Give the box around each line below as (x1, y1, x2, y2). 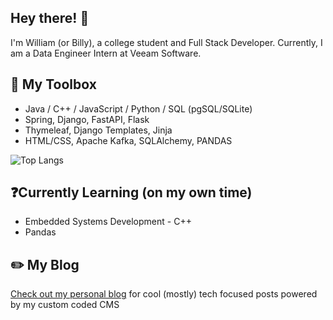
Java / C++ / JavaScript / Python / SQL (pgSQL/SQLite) (24, 102, 253, 115)
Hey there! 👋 (10, 10, 90, 27)
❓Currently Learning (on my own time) (10, 184, 253, 201)
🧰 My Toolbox (10, 76, 97, 93)
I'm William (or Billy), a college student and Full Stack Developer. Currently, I (10, 36, 323, 48)
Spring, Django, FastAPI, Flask (24, 113, 150, 125)
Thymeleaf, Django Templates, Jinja (24, 124, 173, 136)
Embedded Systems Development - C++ (24, 216, 192, 228)
